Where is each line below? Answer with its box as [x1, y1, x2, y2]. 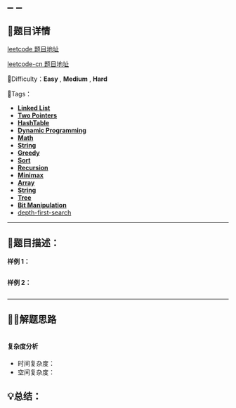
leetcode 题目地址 [7, 45, 60, 53]
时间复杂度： [17, 359, 55, 367]
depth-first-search [17, 208, 72, 217]
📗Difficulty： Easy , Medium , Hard [7, 75, 107, 83]
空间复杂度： [17, 368, 55, 376]
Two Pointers [17, 111, 58, 120]
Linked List [17, 104, 51, 112]
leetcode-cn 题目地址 [7, 60, 69, 68]
